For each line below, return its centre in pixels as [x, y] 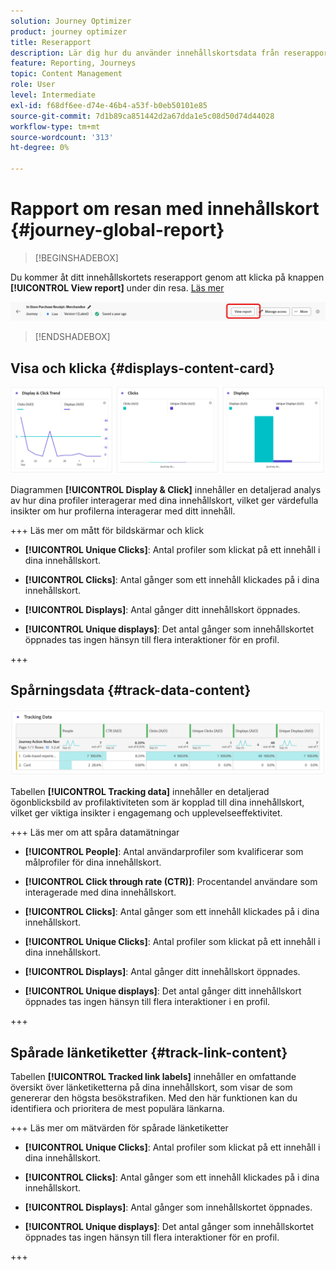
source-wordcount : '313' [62, 137]
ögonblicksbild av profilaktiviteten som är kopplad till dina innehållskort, [157, 802]
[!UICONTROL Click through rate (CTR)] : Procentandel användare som [171, 882]
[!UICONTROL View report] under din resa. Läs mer [117, 287]
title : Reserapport [51, 42]
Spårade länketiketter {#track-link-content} [149, 1052]
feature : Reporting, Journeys [73, 63]
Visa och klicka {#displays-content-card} [142, 368]
